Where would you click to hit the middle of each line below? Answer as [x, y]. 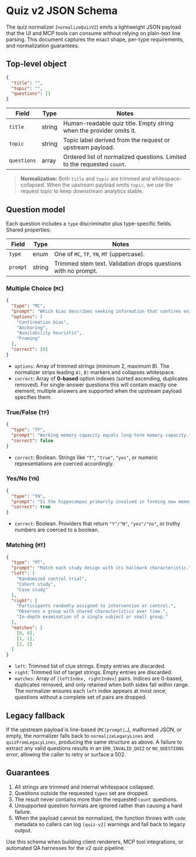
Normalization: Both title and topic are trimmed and [85, 179]
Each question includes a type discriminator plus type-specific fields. [89, 223]
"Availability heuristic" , [49, 333]
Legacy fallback [36, 715]
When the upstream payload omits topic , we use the [110, 185]
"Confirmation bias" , [43, 322]
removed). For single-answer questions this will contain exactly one [96, 385]
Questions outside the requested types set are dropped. [82, 793]
